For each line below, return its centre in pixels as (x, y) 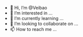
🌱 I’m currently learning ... (37, 18)
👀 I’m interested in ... (31, 13)
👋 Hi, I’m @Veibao (28, 8)
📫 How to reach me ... (33, 29)
